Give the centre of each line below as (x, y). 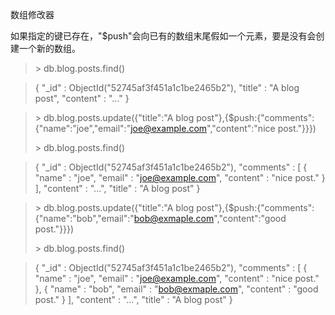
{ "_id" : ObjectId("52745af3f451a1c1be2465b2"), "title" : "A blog (167, 87)
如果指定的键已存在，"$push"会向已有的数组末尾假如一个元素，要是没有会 (163, 36)
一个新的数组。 (49, 48)
